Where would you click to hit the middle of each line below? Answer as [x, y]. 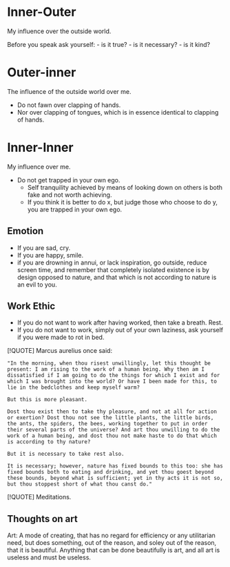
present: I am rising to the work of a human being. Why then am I [106, 369]
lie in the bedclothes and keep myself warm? [73, 387]
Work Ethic [31, 306]
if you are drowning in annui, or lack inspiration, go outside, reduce [112, 262]
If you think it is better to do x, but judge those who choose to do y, [123, 202]
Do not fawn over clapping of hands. [69, 105]
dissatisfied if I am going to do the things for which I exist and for [114, 376]
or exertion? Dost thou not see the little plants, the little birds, [111, 418]
